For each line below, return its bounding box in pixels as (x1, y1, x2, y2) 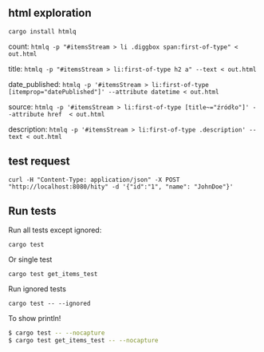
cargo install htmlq (8, 27, 77, 35)
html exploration (8, 6, 92, 20)
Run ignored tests (8, 284, 66, 294)
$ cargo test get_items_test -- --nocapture (8, 337, 159, 345)
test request (8, 155, 70, 168)
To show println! (8, 314, 61, 323)
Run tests (8, 204, 57, 218)
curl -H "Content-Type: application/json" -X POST (8, 176, 180, 184)
